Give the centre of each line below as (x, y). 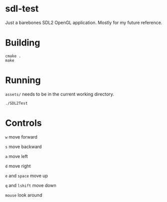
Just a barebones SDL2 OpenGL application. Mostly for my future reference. (84, 22)
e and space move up (27, 175)
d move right (18, 166)
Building (23, 43)
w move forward (21, 137)
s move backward (23, 146)
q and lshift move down (31, 185)
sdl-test (22, 9)
